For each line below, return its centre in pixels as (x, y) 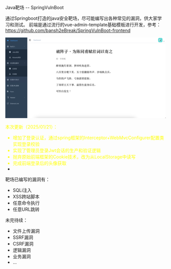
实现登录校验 (26, 144)
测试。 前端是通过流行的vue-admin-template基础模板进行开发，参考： (88, 25)
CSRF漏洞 (23, 244)
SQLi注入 (22, 190)
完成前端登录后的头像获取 (39, 163)
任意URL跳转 (26, 209)
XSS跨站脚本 (26, 196)
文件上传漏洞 (26, 231)
